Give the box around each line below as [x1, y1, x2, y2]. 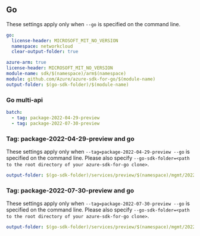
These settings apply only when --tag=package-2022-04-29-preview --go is [6, 148, 190, 155]
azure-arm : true [6, 60, 46, 66]
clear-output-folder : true [11, 49, 79, 55]
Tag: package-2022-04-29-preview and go [6, 134, 135, 142]
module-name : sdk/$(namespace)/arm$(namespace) [6, 71, 127, 77]
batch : [6, 109, 23, 115]
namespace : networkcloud [11, 43, 73, 49]
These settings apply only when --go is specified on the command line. [6, 20, 180, 27]
